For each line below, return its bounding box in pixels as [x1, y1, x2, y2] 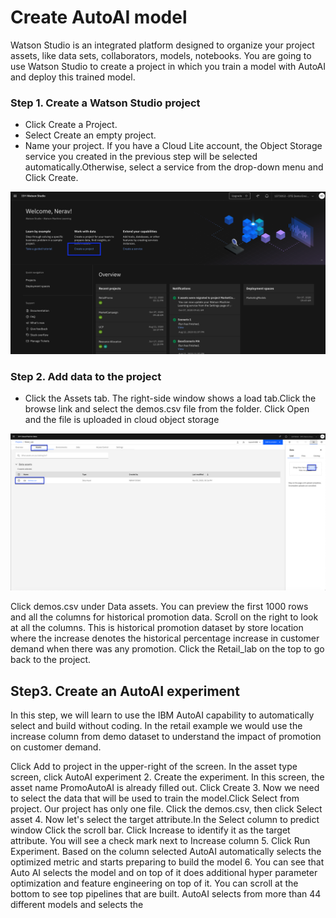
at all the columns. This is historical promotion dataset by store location [10, 622, 304, 634]
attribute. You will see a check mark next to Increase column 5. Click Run [10, 835, 311, 847]
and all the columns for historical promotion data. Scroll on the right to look [10, 611, 319, 623]
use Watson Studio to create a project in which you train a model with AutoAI [10, 60, 327, 72]
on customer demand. [10, 741, 102, 753]
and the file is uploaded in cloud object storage [24, 414, 220, 426]
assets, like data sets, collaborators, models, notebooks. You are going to [10, 49, 312, 61]
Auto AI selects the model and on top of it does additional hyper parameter [10, 867, 318, 879]
